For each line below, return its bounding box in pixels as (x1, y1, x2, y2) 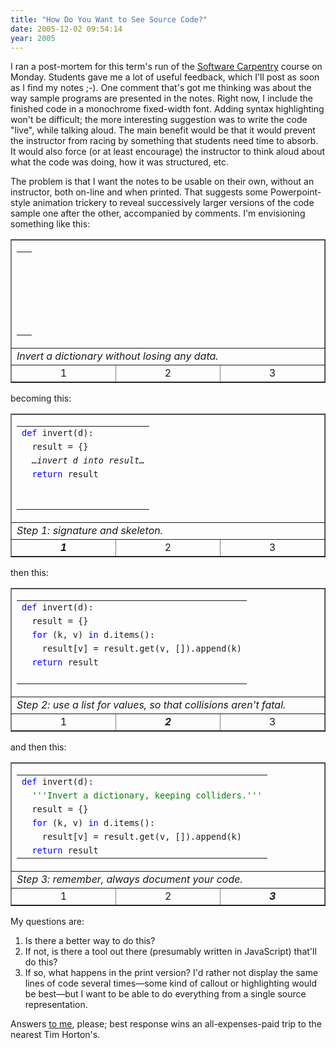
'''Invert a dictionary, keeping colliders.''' (31, 790, 263, 801)
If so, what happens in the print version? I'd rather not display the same (24, 967, 319, 979)
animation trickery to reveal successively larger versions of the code (32, 197, 315, 209)
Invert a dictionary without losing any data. (16, 349, 219, 363)
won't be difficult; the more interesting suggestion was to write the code (10, 114, 308, 126)
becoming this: (10, 392, 72, 405)
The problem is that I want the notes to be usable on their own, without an (10, 176, 315, 188)
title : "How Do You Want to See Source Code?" (10, 14, 208, 25)
